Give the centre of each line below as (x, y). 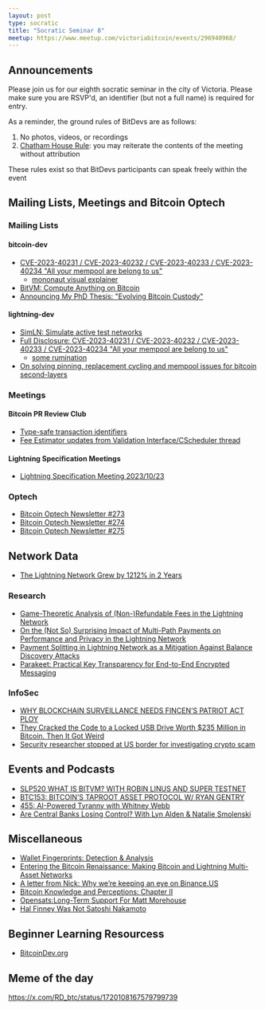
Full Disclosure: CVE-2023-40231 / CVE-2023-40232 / (110, 340)
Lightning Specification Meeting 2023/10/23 (92, 476)
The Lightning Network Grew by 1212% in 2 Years (101, 575)
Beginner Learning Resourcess (86, 934)
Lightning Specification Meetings (64, 458)
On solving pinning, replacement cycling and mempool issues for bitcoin (138, 366)
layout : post (30, 16)
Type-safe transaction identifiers (73, 432)
